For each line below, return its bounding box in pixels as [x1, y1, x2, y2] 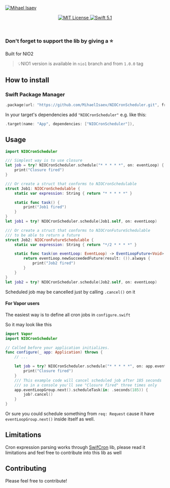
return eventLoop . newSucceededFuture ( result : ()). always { [23, 256, 151, 261]
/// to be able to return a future [5, 232, 80, 238]
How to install [5, 76, 50, 84]
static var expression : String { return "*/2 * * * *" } [14, 242, 137, 247]
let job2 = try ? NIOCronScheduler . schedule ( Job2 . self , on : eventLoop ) [5, 280, 157, 285]
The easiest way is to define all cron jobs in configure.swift [5, 311, 131, 318]
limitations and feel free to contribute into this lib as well [5, 449, 122, 456]
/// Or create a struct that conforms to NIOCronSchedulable [5, 181, 137, 186]
